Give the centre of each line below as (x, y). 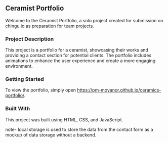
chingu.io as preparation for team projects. (50, 26)
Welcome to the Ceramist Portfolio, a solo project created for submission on (84, 20)
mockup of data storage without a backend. (51, 135)
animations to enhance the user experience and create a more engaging (80, 61)
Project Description (30, 39)
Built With (18, 109)
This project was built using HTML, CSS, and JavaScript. (64, 120)
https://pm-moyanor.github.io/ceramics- (119, 90)
